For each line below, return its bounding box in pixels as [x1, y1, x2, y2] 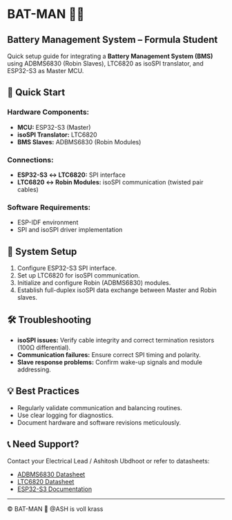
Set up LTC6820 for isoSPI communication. [17, 271, 140, 280]
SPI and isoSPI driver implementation [17, 226, 123, 234]
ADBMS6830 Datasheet [17, 470, 86, 479]
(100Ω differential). [17, 343, 71, 352]
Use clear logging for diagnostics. [17, 411, 114, 419]
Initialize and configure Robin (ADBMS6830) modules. [17, 279, 171, 287]
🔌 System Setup [7, 245, 77, 258]
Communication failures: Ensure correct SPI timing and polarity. [17, 350, 202, 358]
